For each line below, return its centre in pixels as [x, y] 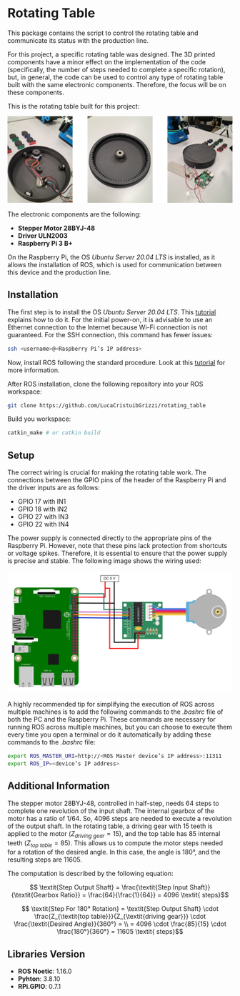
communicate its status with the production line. [78, 40]
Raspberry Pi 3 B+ [45, 243]
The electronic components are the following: [74, 214]
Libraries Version [46, 954]
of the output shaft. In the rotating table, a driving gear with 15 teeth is [110, 826]
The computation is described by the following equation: [90, 874]
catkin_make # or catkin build [54, 433]
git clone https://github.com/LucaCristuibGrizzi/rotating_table [106, 405]
